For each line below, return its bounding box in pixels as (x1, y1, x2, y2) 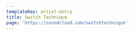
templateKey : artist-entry (6, 8, 73, 15)
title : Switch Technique (6, 14, 67, 20)
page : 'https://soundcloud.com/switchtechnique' (6, 20, 128, 26)
